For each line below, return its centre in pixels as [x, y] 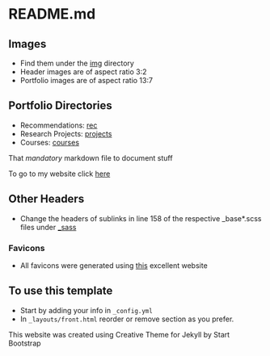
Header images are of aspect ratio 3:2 [83, 72]
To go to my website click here [59, 174]
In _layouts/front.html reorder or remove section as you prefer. [127, 319]
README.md [52, 14]
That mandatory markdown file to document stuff [91, 157]
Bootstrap [25, 343]
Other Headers [46, 199]
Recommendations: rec [59, 125]
